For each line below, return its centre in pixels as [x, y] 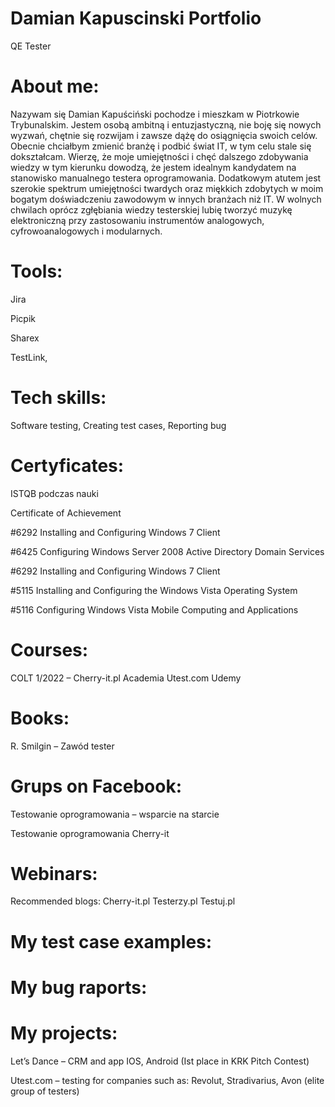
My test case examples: [111, 941]
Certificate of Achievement [66, 513]
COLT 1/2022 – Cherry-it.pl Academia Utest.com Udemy [126, 678]
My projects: [64, 1033]
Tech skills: [58, 398]
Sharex [25, 338]
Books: [40, 718]
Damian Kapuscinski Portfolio [136, 18]
